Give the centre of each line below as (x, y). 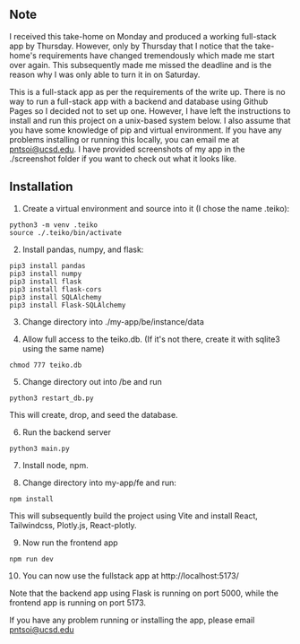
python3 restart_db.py (51, 398)
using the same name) (63, 348)
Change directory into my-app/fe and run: (99, 483)
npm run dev (31, 559)
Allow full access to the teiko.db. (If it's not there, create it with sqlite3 (151, 339)
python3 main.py (39, 448)
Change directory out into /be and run (92, 381)
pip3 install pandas (48, 265)
